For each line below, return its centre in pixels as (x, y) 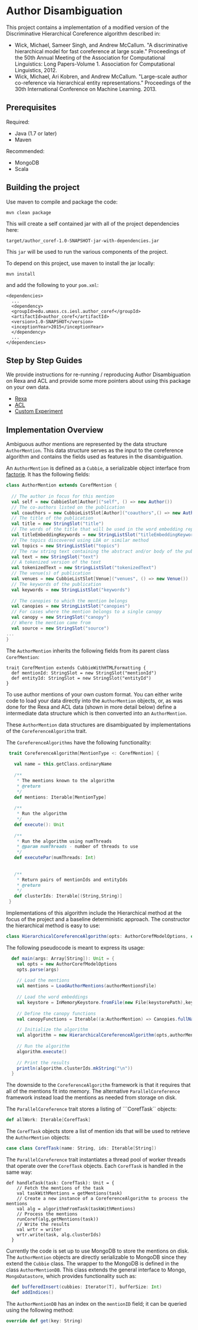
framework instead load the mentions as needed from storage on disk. (91, 1097)
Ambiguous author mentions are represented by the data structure (87, 444)
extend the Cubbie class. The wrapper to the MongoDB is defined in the (93, 1264)
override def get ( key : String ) (44, 1321)
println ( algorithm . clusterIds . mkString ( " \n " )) (75, 1068)
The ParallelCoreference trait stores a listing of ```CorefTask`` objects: (91, 1109)
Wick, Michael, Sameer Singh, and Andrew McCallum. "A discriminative (101, 45)
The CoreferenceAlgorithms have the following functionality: (79, 742)
